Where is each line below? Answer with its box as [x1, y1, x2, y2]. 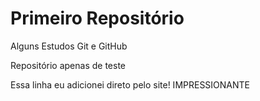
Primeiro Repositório [10, 7, 185, 30]
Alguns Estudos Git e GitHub [10, 40, 128, 52]
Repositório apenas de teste [10, 59, 127, 71]
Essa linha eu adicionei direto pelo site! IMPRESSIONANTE [10, 78, 251, 91]
